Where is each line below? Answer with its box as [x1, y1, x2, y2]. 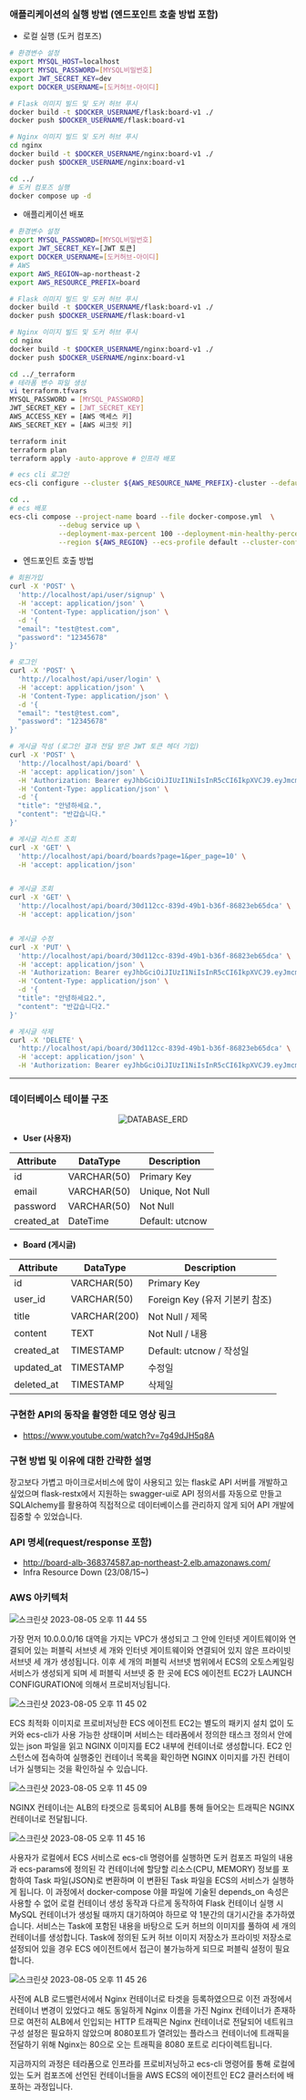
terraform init [9, 437, 67, 446]
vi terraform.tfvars [9, 386, 88, 396]
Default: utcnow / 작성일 [148, 1344, 250, 1357]
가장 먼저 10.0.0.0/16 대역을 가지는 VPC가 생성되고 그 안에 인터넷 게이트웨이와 [9, 1633, 287, 1644]
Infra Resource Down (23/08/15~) [22, 1567, 149, 1578]
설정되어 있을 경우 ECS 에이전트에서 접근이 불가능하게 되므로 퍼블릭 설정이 [9, 1943, 273, 1954]
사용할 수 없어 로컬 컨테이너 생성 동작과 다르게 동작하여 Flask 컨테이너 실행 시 [9, 1898, 284, 1909]
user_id [14, 1292, 46, 1305]
